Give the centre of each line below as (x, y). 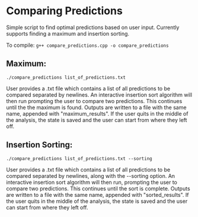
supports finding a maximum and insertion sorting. (68, 33)
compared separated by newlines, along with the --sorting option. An (91, 175)
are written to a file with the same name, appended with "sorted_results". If (98, 194)
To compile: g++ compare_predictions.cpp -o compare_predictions (87, 45)
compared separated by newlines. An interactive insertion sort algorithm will (99, 95)
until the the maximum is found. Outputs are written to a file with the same (96, 107)
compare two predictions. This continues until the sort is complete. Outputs (98, 189)
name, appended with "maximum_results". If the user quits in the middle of (97, 113)
